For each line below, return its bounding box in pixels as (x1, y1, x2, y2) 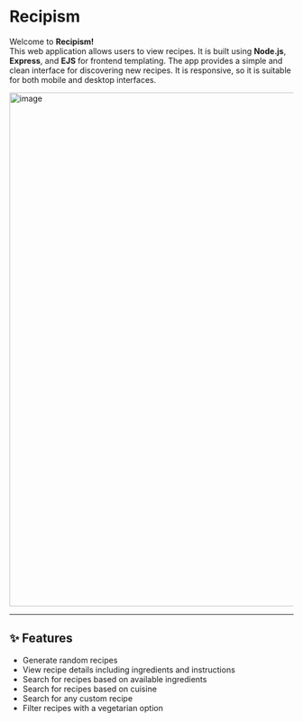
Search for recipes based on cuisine (22, 683, 158, 694)
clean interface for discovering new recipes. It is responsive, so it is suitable (9, 65, 291, 76)
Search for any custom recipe (22, 692, 133, 704)
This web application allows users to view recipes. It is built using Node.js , (9, 45, 287, 56)
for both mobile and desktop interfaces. (9, 74, 157, 85)
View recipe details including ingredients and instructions (22, 664, 236, 675)
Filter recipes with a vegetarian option (22, 702, 164, 713)
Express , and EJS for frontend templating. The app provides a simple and (9, 55, 283, 66)
